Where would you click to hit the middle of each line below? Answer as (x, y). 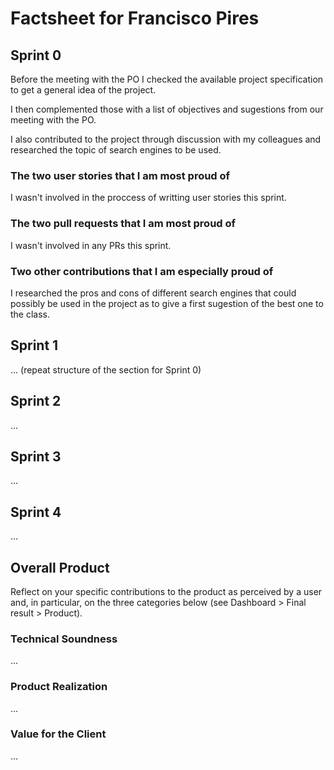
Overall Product (60, 567)
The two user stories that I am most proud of (120, 175)
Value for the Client (58, 734)
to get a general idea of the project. (83, 90)
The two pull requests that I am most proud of (123, 224)
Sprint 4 (36, 512)
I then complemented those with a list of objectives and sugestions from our (167, 109)
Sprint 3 (36, 456)
